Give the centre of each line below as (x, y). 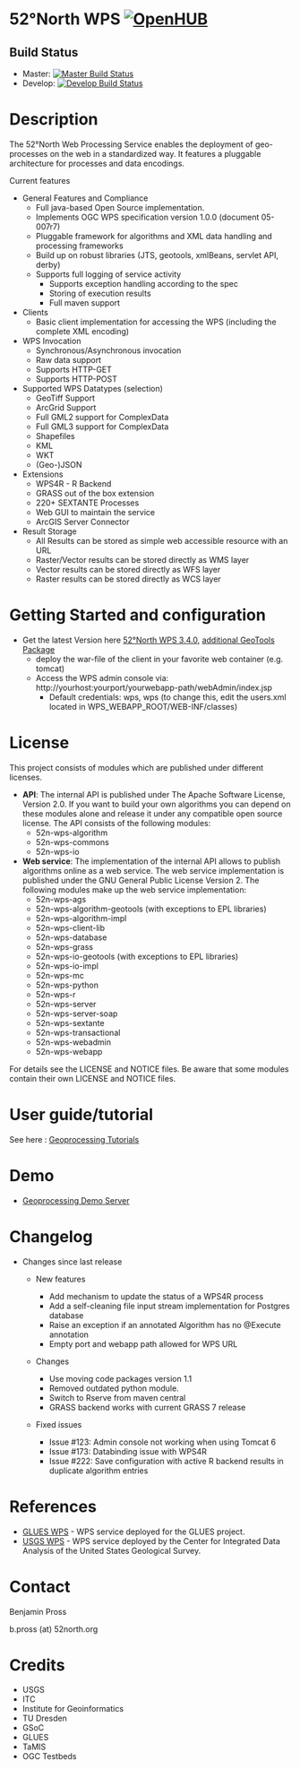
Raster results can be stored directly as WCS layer (128, 579)
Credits (37, 1665)
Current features (40, 180)
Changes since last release (72, 1261)
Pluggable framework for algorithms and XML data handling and (154, 236)
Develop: (39, 83)
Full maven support (85, 302)
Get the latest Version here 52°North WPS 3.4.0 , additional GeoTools (148, 640)
